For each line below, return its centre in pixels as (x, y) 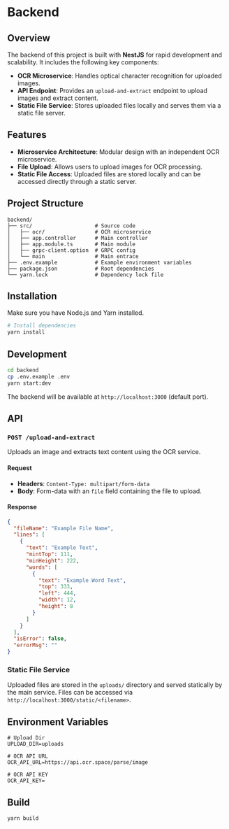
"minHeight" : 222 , (52, 560)
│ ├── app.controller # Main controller (78, 238)
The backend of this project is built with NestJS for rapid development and (114, 55)
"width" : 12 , (57, 600)
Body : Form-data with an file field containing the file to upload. (110, 491)
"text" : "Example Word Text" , (82, 580)
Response (22, 507)
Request (20, 468)
